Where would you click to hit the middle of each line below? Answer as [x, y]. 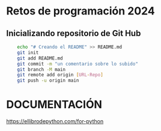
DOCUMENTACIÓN [54, 105]
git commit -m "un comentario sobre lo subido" [77, 64]
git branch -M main [41, 69]
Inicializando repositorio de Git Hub [74, 33]
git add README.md [40, 58]
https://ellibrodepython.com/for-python [55, 121]
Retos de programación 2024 [80, 11]
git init [28, 52]
